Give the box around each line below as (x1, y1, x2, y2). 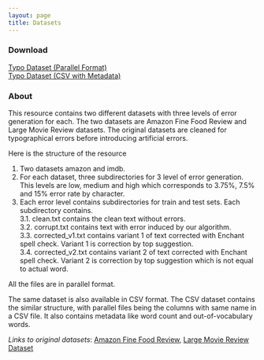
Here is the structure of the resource (8, 149, 127, 158)
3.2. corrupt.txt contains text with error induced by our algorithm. (19, 222, 232, 232)
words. (8, 320, 31, 329)
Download (8, 45, 49, 56)
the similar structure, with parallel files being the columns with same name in (8, 303, 257, 313)
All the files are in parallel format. (8, 280, 116, 289)
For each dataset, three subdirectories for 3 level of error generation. (19, 172, 244, 182)
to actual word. (19, 264, 69, 274)
